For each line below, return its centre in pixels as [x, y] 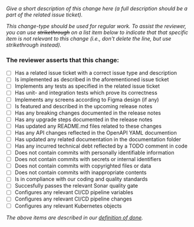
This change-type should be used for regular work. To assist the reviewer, [96, 26]
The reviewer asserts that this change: [63, 60]
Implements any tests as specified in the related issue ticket [87, 86]
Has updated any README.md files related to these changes [88, 126]
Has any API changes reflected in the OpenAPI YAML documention [96, 132]
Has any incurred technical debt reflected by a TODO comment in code [101, 146]
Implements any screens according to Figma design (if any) [87, 99]
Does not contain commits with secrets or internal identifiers [88, 159]
